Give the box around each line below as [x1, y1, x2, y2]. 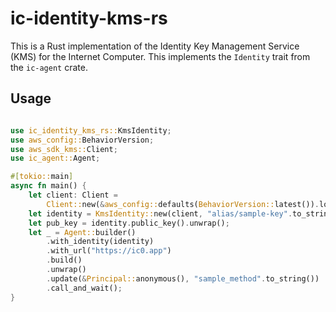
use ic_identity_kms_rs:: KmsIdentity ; [10, 125, 172, 136]
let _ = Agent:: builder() [28, 227, 137, 237]
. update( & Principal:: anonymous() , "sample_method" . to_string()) [46, 273, 320, 284]
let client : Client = [28, 190, 118, 200]
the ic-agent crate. [10, 61, 88, 73]
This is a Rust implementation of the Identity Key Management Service [10, 40, 300, 52]
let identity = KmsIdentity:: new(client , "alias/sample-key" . [28, 208, 293, 219]
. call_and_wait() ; [46, 283, 123, 293]
